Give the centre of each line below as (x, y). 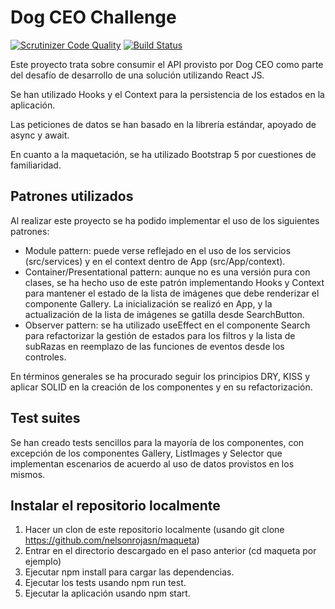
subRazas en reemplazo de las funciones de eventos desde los (154, 346)
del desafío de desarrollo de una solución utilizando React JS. (137, 75)
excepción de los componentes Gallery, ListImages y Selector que (146, 453)
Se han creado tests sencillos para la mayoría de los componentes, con (157, 442)
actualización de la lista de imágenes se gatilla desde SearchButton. (164, 314)
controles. (45, 357)
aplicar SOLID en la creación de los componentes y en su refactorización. (161, 387)
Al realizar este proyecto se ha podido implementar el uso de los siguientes (165, 220)
